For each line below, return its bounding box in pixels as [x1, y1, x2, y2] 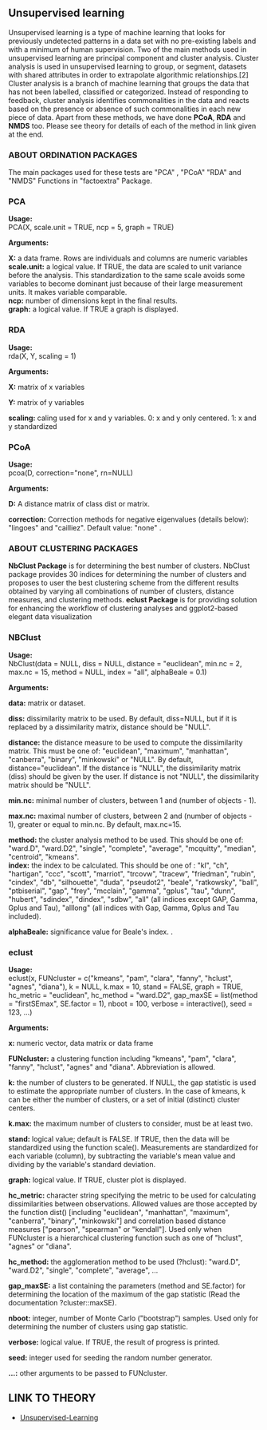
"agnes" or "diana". [8, 1241, 72, 1251]
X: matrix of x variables [8, 382, 85, 391]
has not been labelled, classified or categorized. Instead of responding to [8, 87, 249, 97]
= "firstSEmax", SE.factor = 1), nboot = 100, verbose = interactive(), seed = [8, 999, 253, 1008]
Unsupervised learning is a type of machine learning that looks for [8, 27, 226, 37]
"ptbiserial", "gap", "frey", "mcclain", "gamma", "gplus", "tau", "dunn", [8, 886, 237, 896]
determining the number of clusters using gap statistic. [8, 1321, 189, 1331]
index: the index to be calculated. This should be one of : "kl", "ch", [8, 860, 230, 870]
